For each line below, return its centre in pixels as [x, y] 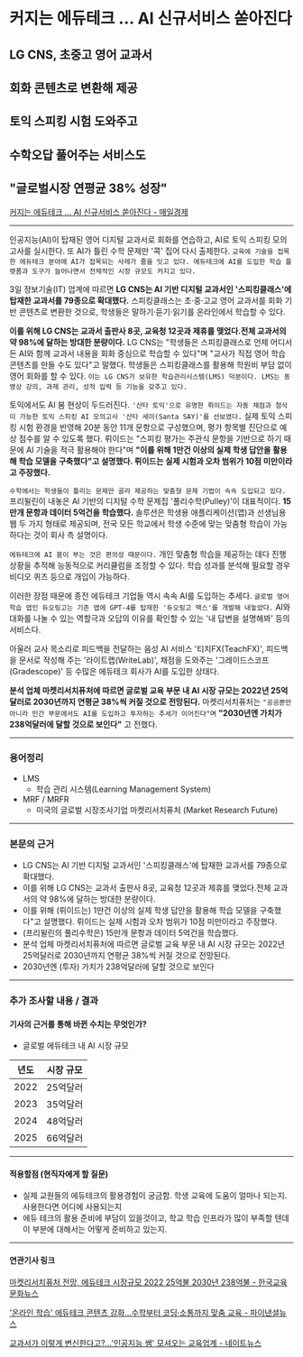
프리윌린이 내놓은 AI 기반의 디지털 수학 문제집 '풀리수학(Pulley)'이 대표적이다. [145, 500]
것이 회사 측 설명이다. [70, 535]
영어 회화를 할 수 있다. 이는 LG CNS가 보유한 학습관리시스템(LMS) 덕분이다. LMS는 [145, 376]
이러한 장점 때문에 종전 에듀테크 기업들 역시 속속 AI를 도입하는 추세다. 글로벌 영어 [150, 595]
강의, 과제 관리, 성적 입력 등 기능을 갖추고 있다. [106, 387]
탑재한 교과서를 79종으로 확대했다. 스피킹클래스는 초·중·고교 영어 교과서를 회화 [146, 300]
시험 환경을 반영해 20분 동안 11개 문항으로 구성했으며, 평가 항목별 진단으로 [148, 427]
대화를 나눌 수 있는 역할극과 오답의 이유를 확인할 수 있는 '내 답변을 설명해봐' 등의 [150, 618]
